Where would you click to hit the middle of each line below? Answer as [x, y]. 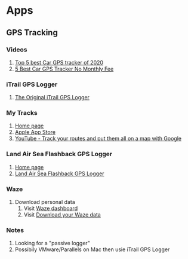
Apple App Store [35, 132]
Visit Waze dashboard [51, 208]
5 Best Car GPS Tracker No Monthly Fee [64, 69]
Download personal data [45, 202]
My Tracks [22, 113]
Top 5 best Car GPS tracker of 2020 [59, 62]
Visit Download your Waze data [62, 215]
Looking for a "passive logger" [53, 243]
